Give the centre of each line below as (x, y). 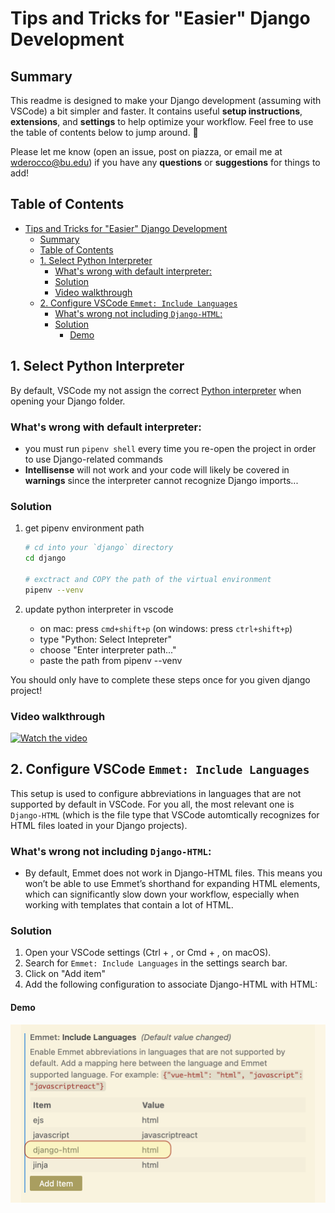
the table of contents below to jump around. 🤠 (104, 132)
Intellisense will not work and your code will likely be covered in (157, 469)
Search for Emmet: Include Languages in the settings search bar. (156, 963)
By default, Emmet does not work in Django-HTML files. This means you (173, 873)
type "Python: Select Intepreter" (106, 639)
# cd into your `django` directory (99, 548)
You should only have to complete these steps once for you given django (160, 679)
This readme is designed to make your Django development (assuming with (166, 100)
